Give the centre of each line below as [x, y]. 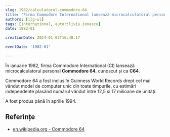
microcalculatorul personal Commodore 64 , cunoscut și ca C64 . [73, 71]
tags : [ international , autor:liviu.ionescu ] [53, 24]
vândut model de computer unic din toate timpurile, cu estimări [71, 86]
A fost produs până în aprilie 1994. [41, 101]
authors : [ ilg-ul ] [25, 19]
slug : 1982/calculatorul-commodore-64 [46, 10]
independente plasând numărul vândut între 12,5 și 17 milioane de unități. [81, 91]
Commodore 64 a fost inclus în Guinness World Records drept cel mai [78, 81]
